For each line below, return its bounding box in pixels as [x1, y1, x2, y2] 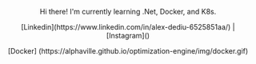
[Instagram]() [106, 31, 150, 40]
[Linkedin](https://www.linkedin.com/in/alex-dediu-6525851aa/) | [21, 22, 235, 31]
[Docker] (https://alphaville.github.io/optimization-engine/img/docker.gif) [7, 46, 249, 55]
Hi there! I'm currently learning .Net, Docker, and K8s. [39, 7, 217, 16]
